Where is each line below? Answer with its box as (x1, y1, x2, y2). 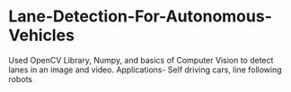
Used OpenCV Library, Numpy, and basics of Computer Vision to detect (8, 54, 274, 65)
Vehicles (8, 25, 75, 46)
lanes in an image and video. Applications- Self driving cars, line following (8, 64, 282, 75)
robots (8, 73, 33, 84)
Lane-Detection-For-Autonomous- (8, 6, 273, 27)
